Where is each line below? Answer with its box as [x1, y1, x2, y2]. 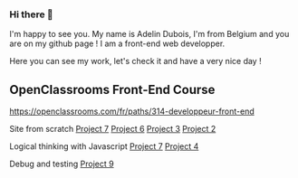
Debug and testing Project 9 [9, 158, 115, 170]
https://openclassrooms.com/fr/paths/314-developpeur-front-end [9, 106, 255, 117]
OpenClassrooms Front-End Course [9, 81, 216, 98]
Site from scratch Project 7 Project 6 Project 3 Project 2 [9, 124, 216, 135]
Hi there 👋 [9, 8, 54, 21]
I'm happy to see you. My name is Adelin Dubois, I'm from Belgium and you [9, 29, 290, 40]
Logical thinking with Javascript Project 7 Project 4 [9, 141, 199, 152]
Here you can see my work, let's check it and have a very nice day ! [9, 56, 262, 67]
